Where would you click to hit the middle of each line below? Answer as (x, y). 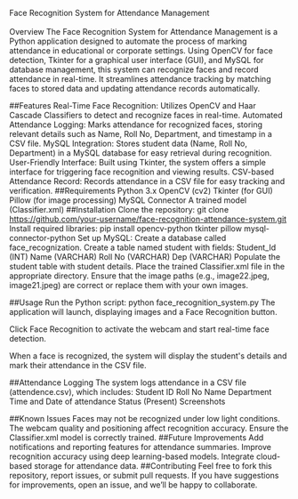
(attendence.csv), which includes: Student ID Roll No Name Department (141, 392)
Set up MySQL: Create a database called (152, 238)
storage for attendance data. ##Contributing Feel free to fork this (153, 466)
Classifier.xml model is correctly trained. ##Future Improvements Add (137, 438)
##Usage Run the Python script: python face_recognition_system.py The (142, 302)
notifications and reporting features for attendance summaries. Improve (140, 447)
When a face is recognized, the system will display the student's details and (148, 356)
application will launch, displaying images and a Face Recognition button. (143, 312)
